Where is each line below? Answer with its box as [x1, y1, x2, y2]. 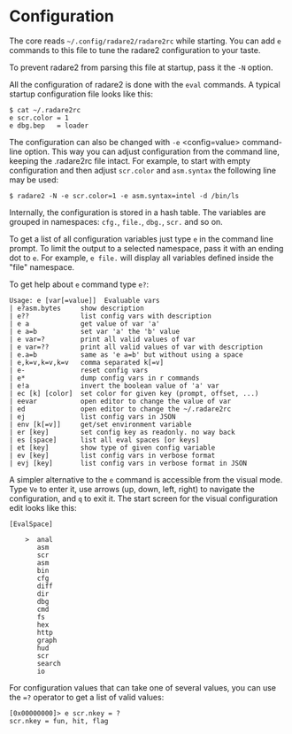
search [36, 659, 62, 668]
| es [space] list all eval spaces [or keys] [9, 436, 200, 444]
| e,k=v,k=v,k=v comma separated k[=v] [9, 358, 165, 367]
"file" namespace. [9, 261, 75, 272]
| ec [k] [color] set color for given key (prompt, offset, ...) [9, 389, 259, 398]
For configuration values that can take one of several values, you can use [9, 682, 277, 692]
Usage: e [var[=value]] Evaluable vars [9, 296, 161, 305]
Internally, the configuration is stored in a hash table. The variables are [9, 206, 266, 218]
